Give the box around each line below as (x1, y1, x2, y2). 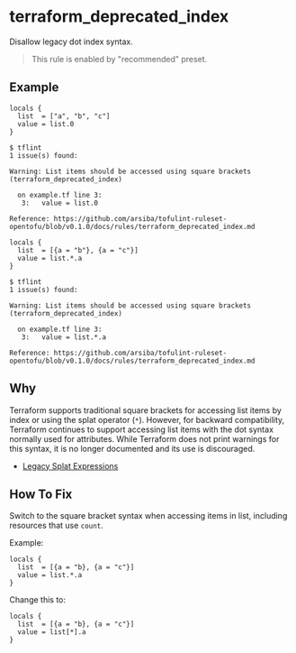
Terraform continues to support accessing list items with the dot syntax (9, 424, 274, 435)
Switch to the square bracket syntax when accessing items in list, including (9, 510, 288, 521)
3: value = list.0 (21, 198, 99, 207)
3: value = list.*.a (21, 332, 106, 342)
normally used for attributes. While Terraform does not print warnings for (9, 433, 280, 444)
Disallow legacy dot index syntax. (9, 36, 133, 47)
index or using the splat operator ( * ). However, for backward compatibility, (9, 414, 285, 425)
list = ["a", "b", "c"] (17, 111, 111, 121)
